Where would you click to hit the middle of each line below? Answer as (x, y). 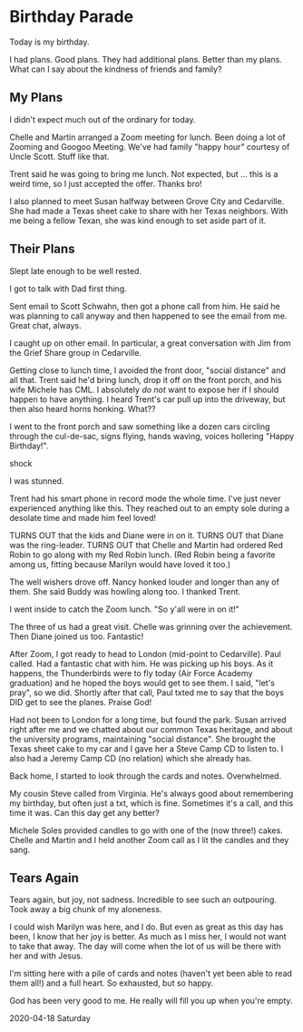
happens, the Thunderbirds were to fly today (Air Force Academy (131, 673)
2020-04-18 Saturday (50, 1018)
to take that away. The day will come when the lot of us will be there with (145, 947)
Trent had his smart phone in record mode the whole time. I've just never (145, 498)
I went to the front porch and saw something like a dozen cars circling (140, 426)
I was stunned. (37, 481)
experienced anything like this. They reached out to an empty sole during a (150, 508)
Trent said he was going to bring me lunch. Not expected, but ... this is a (144, 173)
